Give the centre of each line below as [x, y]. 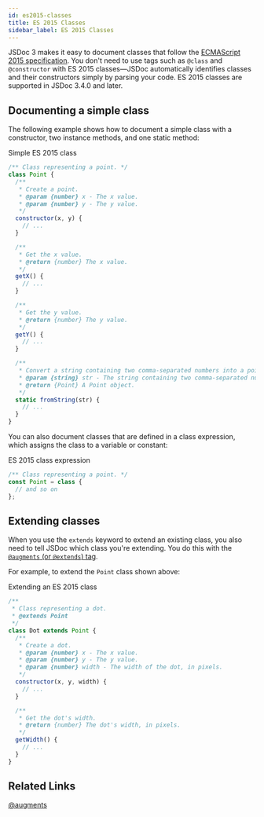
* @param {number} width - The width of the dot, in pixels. [121, 667]
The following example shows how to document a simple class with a [120, 130]
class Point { [31, 175]
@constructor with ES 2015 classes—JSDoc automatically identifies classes [130, 69]
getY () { [29, 335]
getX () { [29, 277]
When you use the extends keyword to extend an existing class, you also [125, 540]
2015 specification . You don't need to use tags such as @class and [115, 60]
